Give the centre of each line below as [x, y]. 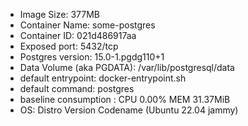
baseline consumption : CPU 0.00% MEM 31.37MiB [125, 99]
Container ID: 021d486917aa [78, 35]
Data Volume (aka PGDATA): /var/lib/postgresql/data [127, 67]
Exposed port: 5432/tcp [69, 46]
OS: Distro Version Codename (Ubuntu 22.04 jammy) [129, 110]
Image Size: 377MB [59, 14]
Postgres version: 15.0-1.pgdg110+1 [92, 57]
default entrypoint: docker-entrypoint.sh [103, 78]
